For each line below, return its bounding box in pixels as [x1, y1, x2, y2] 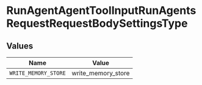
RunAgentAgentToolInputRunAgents [6, 4, 197, 18]
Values [6, 41, 34, 51]
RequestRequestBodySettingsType [6, 16, 188, 30]
